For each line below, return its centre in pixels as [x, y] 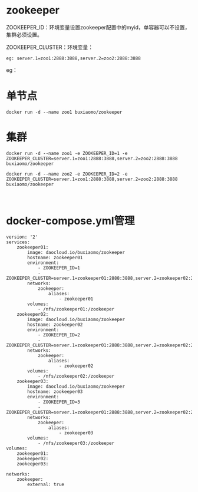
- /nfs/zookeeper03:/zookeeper [76, 443]
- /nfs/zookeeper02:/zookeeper [76, 376]
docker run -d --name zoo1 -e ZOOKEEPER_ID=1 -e [67, 153]
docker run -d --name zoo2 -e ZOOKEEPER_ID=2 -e [67, 174]
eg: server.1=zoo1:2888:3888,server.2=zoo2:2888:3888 [74, 58]
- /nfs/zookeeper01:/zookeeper [76, 309]
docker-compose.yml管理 [70, 221]
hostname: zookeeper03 [55, 392]
